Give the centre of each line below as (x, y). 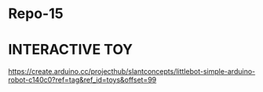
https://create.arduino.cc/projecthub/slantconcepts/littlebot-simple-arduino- (132, 72)
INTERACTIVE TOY (71, 50)
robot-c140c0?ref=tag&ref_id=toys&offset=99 (82, 80)
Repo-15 (36, 14)
